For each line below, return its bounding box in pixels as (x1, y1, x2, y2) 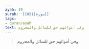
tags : (5, 16, 16, 21)
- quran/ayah (5, 20, 32, 26)
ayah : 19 (5, 7, 23, 12)
